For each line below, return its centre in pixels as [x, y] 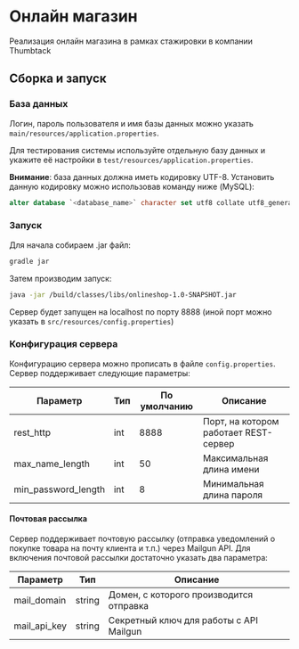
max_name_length [52, 464]
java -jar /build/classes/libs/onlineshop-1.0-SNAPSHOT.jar [123, 295]
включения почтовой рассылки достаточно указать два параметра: [139, 558]
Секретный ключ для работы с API [183, 620]
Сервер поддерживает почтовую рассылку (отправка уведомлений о [142, 539]
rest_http [32, 432]
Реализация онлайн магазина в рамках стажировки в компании [131, 41]
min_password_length [59, 489]
